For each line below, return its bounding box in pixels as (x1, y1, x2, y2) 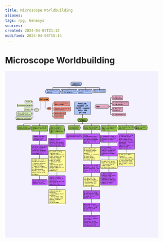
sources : (5, 23, 23, 28)
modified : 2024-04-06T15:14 (5, 33, 62, 38)
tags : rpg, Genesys (5, 18, 45, 23)
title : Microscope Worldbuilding (5, 8, 73, 13)
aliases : (5, 13, 23, 18)
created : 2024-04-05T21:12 (5, 28, 60, 33)
